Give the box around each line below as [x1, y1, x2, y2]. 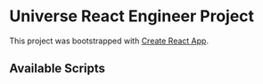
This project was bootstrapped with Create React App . [9, 35, 210, 46]
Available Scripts [9, 61, 105, 76]
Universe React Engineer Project [9, 6, 255, 27]
